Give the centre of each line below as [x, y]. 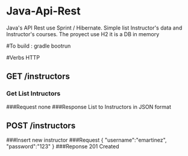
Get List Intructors [33, 93]
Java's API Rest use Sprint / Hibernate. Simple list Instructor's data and [94, 28]
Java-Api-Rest [43, 11]
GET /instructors [38, 76]
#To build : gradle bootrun [39, 46]
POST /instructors [41, 126]
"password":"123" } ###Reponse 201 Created [63, 146]
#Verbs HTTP [23, 57]
